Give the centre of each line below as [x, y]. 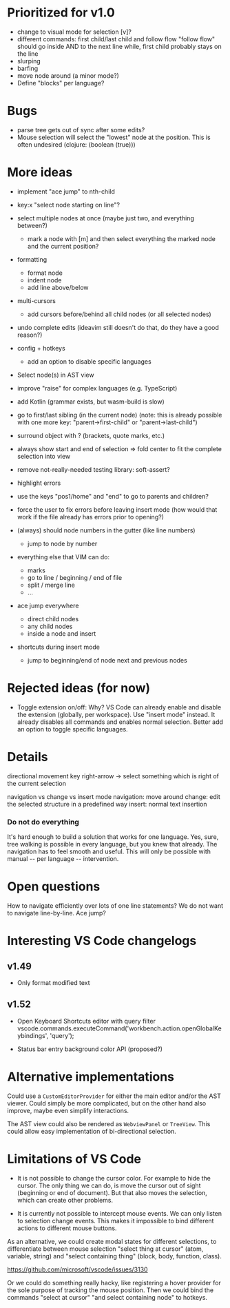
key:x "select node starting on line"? [69, 205]
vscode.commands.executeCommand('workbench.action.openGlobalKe [119, 1028]
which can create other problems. [65, 1200]
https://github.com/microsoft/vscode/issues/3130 [77, 1269]
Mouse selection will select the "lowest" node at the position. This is [114, 137]
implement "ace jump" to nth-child [66, 191]
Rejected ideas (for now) [79, 688]
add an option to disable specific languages [89, 361]
